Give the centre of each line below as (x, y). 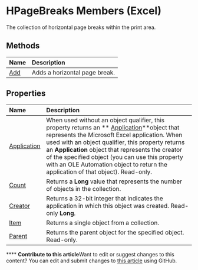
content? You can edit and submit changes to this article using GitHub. (92, 261)
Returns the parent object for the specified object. (115, 232)
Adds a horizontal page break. (73, 72)
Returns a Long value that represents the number (114, 181)
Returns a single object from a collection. (103, 223)
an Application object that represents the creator (114, 149)
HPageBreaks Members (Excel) (84, 11)
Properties (26, 94)
